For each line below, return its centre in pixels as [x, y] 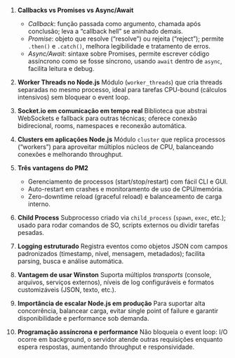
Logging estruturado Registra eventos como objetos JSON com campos [122, 246]
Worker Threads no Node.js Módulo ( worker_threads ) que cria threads [120, 82]
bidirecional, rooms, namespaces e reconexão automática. [102, 126]
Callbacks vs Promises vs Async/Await [75, 10]
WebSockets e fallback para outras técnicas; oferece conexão [107, 118]
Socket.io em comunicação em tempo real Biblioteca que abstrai [112, 111]
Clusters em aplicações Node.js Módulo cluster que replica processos [121, 139]
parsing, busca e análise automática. [70, 261]
